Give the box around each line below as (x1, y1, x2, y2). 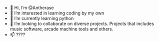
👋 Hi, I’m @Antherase (9, 5, 54, 10)
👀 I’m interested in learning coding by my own (9, 10, 104, 16)
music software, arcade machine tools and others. (9, 26, 113, 32)
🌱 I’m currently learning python (9, 15, 74, 21)
